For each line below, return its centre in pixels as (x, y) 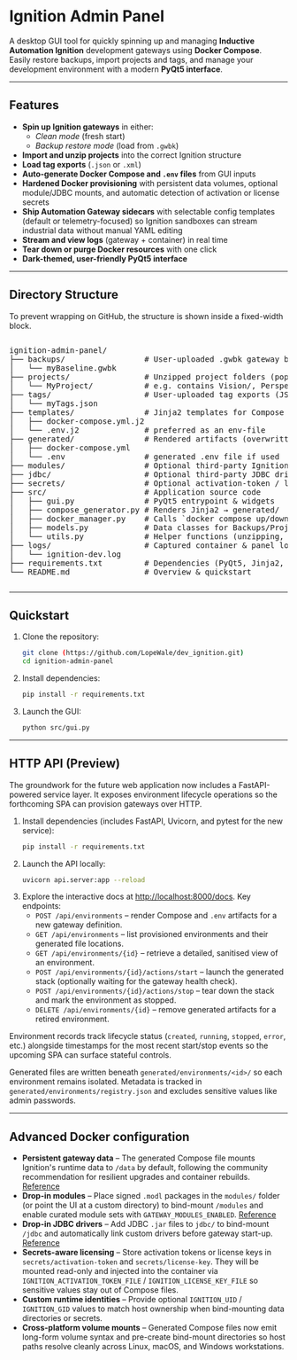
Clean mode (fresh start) (80, 136)
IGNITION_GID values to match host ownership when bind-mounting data (153, 1309)
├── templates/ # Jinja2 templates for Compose (147, 412)
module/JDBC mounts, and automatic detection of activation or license (151, 192)
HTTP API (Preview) (65, 764)
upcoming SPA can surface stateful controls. (91, 1055)
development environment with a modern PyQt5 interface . (116, 69)
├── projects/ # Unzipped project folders (137, 377)
